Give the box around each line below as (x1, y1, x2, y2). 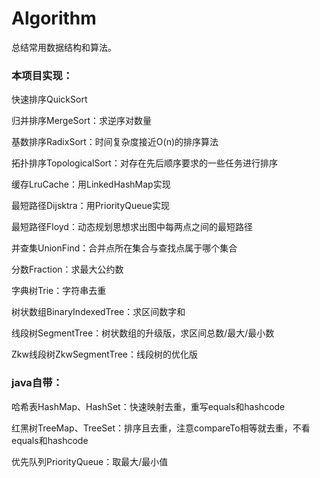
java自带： (11, 376, 63, 390)
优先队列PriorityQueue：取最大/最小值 (11, 455, 169, 467)
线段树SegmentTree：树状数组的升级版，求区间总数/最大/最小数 (11, 327, 275, 339)
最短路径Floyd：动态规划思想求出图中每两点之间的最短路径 (11, 221, 253, 233)
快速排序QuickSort (11, 93, 88, 106)
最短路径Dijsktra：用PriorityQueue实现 (11, 200, 170, 212)
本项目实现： (11, 68, 74, 82)
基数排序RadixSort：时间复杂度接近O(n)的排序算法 (11, 136, 219, 148)
